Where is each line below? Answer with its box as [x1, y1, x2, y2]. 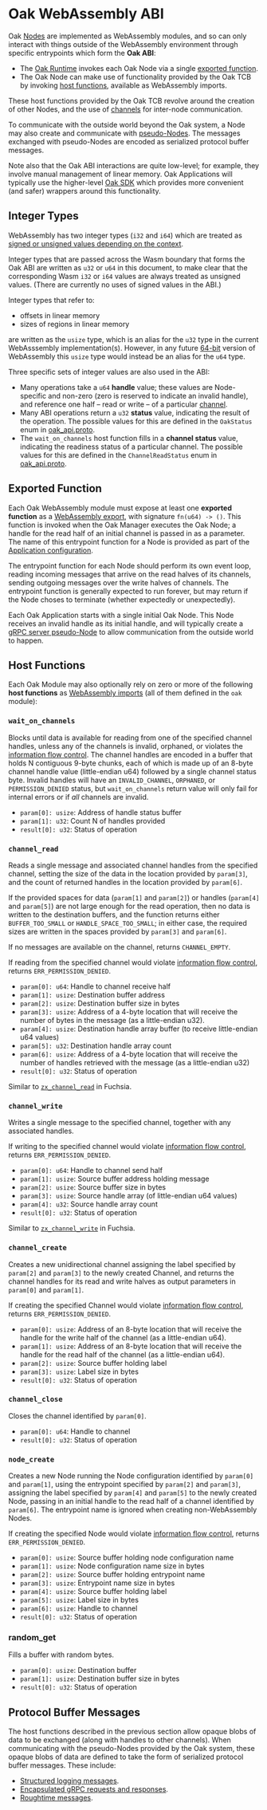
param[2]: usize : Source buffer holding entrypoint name [19, 1570, 206, 1580]
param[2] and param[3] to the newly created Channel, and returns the [8, 1268, 235, 1277]
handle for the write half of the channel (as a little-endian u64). [19, 1332, 227, 1342]
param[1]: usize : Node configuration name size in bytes [19, 1561, 205, 1571]
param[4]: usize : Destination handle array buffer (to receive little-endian [19, 1024, 258, 1033]
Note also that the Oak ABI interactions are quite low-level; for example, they [8, 160, 260, 170]
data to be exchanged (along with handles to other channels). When [8, 1735, 231, 1745]
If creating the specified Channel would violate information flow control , [8, 1300, 244, 1310]
